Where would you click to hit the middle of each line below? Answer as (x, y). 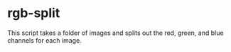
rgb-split (34, 13)
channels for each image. (44, 40)
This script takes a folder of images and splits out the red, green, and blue (116, 33)
